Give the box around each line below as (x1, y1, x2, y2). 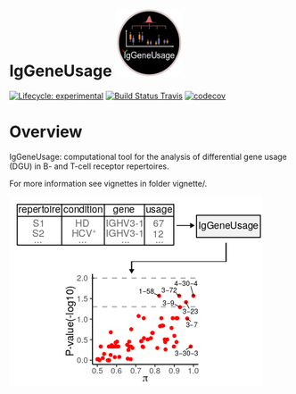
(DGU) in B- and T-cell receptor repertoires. (9, 161, 169, 172)
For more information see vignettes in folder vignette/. (9, 178, 208, 189)
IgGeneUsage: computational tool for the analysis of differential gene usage (9, 151, 288, 162)
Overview (9, 122, 83, 142)
